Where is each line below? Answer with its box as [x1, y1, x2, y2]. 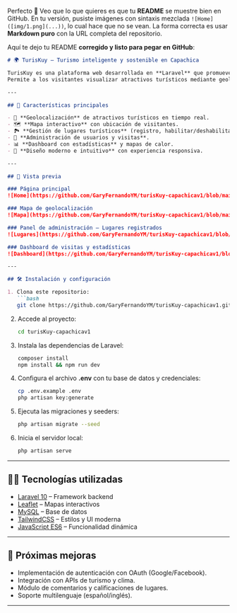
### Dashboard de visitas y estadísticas [7, 244, 131, 251]
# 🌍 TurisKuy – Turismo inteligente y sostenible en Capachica [7, 57, 200, 64]
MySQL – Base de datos [17, 507, 87, 516]
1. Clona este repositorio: [7, 289, 90, 296]
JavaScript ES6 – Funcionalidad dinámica [17, 522, 138, 531]
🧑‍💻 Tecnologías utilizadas [7, 474, 123, 486]
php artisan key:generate [17, 394, 94, 401]
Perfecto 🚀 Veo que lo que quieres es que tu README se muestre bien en [7, 7, 221, 15]
